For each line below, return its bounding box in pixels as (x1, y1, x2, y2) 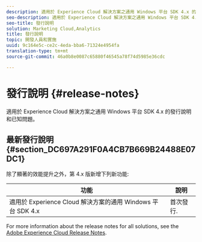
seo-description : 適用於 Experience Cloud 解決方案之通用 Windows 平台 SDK (6, 14, 189, 20)
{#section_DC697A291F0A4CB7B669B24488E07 (6, 144, 196, 154)
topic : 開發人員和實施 (6, 37, 57, 43)
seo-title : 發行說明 (6, 20, 54, 26)
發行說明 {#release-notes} (6, 87, 139, 100)
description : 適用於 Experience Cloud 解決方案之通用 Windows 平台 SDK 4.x (6, 8, 189, 15)
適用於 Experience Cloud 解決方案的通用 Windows (9, 198, 151, 206)
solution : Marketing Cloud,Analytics (6, 25, 101, 32)
